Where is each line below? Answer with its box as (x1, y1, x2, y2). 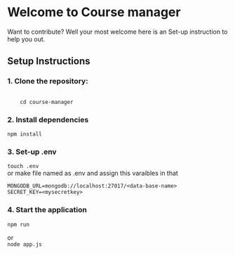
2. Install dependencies (7, 115, 89, 124)
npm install (7, 131, 42, 138)
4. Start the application (7, 205, 88, 215)
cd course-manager (20, 98, 74, 105)
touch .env (7, 163, 39, 170)
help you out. (7, 34, 46, 43)
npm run (7, 221, 30, 228)
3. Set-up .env (7, 147, 58, 157)
